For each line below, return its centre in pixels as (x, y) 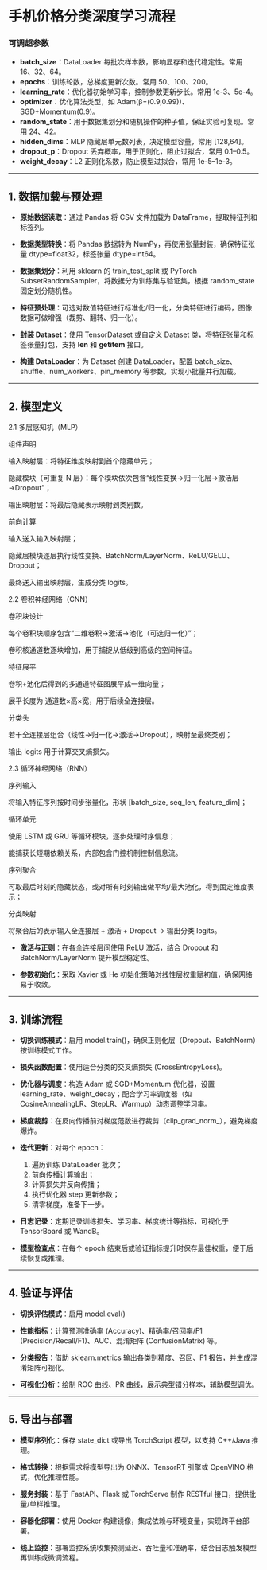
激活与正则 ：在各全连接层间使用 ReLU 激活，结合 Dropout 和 (119, 947)
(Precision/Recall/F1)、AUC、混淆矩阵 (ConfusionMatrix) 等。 (120, 1340)
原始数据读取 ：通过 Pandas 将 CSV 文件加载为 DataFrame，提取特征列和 (139, 217)
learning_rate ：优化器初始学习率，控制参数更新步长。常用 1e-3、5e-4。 (138, 92)
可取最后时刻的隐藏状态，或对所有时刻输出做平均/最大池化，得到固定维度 (128, 887)
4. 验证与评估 (41, 1293)
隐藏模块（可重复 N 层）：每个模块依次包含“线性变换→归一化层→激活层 (124, 478)
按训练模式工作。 (48, 1050)
